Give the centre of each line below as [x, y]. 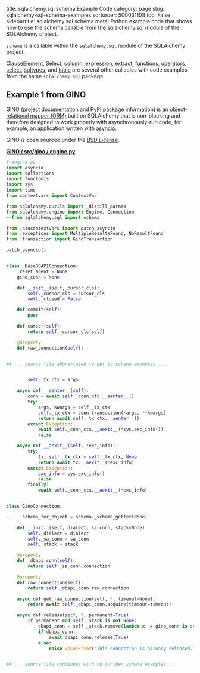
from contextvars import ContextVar [51, 196]
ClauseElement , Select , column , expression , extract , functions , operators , [96, 63]
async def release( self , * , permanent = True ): [74, 615]
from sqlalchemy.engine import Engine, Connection [70, 212]
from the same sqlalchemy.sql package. [56, 76]
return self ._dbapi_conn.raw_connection [78, 588]
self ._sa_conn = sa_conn [58, 539]
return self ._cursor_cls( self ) [66, 331]
